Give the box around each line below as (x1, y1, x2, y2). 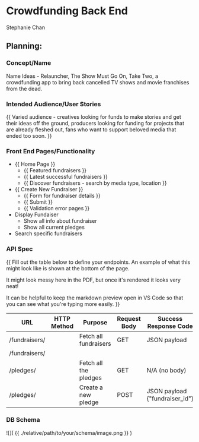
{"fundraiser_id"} (146, 394, 194, 402)
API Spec (6, 245, 33, 253)
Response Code (147, 322, 193, 330)
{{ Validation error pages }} (23, 205, 90, 212)
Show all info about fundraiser (23, 217, 98, 225)
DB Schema (6, 416, 40, 424)
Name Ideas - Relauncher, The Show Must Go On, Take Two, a (6, 72, 159, 80)
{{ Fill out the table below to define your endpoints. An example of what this (6, 258, 191, 266)
